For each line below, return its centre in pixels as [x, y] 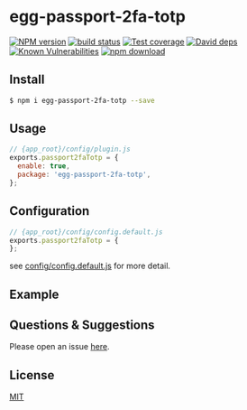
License [32, 375]
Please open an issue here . [59, 347]
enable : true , [44, 166]
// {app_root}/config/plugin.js [70, 149]
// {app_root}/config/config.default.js [87, 232]
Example [34, 294]
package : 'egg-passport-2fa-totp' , [84, 175]
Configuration [50, 211]
